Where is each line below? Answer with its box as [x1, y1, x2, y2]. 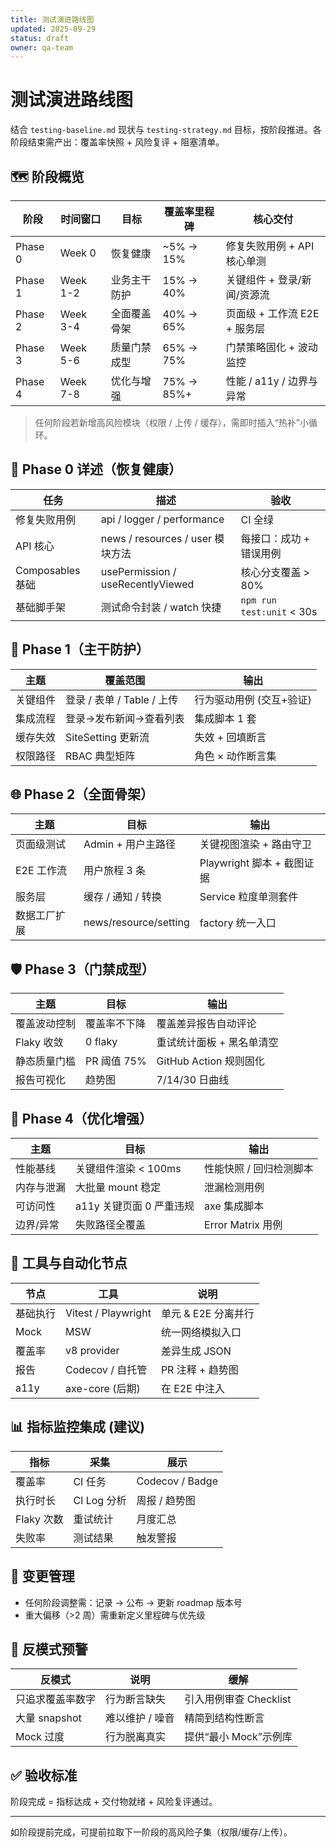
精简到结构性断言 [184, 1711, 265, 1725]
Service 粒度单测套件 [199, 890, 299, 904]
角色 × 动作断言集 [194, 749, 277, 763]
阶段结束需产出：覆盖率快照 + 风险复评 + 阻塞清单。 [10, 136, 225, 148]
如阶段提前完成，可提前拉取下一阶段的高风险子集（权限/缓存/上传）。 [10, 1826, 293, 1838]
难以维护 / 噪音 [105, 1711, 175, 1725]
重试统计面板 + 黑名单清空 [156, 1036, 279, 1050]
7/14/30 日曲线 [156, 1073, 230, 1087]
